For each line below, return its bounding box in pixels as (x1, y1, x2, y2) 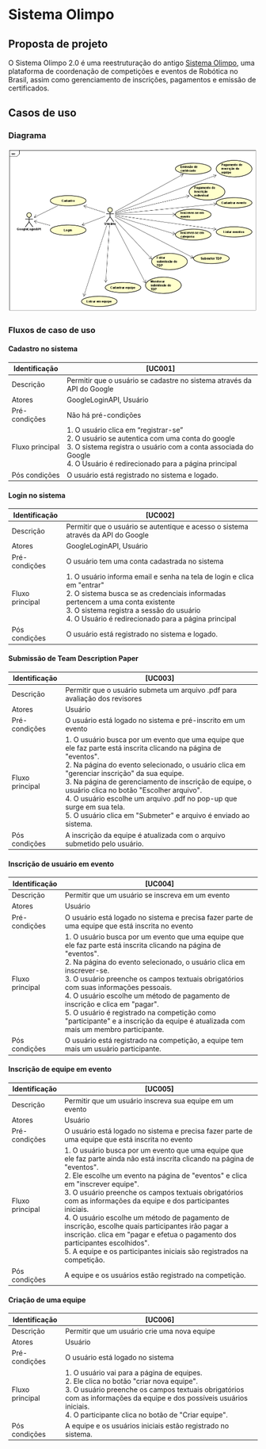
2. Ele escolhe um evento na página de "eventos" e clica (64, 1171, 248, 1180)
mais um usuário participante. (64, 1044, 161, 1053)
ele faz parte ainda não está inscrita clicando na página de (64, 1154, 255, 1164)
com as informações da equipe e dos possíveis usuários (65, 1393, 248, 1402)
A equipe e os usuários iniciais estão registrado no (65, 1420, 230, 1430)
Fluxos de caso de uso (8, 324, 97, 335)
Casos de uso (8, 106, 77, 120)
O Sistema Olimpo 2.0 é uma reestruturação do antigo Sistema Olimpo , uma (8, 58, 255, 67)
